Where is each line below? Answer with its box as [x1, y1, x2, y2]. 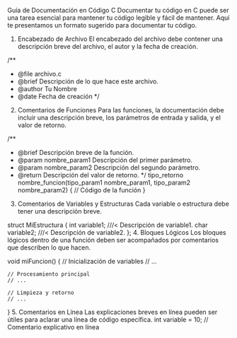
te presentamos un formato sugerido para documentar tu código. [7, 21, 197, 29]
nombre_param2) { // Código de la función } [17, 186, 146, 194]
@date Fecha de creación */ [17, 92, 100, 100]
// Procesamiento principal [7, 271, 91, 278]
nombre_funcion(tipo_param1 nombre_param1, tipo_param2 [17, 178, 191, 187]
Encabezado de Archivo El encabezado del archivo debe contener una [17, 35, 223, 43]
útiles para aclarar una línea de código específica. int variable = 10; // [7, 315, 209, 324]
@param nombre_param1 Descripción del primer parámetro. [17, 156, 193, 164]
